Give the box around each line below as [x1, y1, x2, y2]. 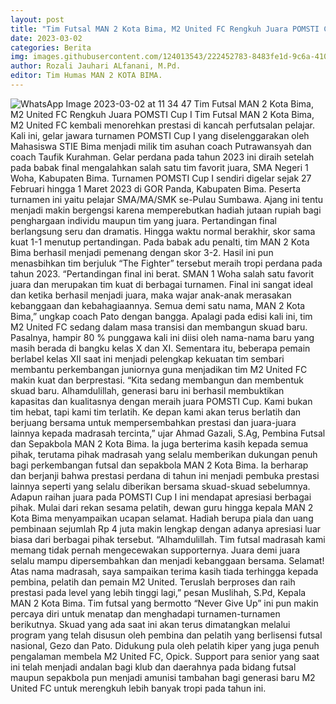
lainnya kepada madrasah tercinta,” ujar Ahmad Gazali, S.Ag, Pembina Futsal [10, 427, 326, 439]
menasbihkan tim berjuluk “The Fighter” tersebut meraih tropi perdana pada [10, 257, 323, 269]
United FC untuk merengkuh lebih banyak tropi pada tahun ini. [10, 682, 267, 694]
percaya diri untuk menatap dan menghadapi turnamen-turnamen [10, 607, 281, 620]
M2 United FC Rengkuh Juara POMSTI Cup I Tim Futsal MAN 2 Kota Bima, [10, 108, 315, 120]
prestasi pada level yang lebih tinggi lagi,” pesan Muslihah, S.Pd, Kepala [10, 586, 307, 598]
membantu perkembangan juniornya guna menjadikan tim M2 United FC [10, 363, 308, 375]
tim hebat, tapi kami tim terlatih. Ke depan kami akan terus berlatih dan [10, 406, 302, 418]
